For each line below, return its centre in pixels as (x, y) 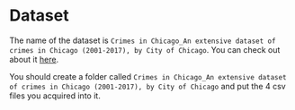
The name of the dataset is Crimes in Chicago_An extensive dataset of (143, 40)
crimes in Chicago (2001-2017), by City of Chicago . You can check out (145, 49)
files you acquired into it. (55, 96)
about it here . (34, 59)
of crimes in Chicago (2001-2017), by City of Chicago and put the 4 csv (147, 86)
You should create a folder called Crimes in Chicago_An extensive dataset (148, 76)
